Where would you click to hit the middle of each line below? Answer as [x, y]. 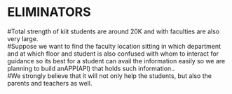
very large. [23, 38]
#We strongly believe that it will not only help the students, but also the [110, 76]
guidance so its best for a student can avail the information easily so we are [116, 61]
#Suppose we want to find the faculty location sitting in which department [114, 46]
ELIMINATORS [49, 12]
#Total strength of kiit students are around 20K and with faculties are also [113, 31]
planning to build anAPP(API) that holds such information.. [91, 68]
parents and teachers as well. [50, 83]
